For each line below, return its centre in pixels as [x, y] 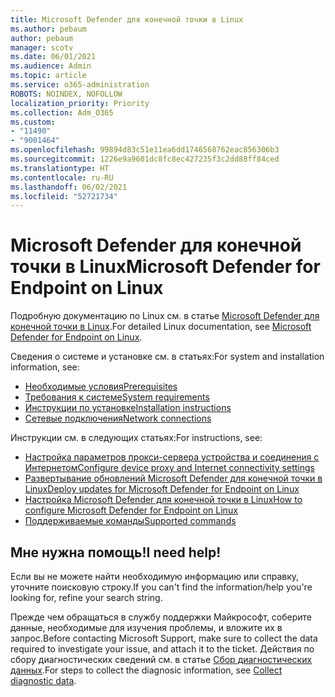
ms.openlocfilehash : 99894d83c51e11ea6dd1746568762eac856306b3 [145, 150]
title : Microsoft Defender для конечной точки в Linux [127, 19]
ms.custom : [33, 122]
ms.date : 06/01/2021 [53, 57]
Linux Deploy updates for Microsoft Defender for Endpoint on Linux [162, 489]
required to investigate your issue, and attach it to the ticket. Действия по [162, 649]
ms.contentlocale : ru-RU [62, 177]
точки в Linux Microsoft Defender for [165, 267]
